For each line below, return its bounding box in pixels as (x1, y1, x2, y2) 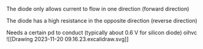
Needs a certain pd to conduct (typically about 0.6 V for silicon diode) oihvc (6, 29, 197, 36)
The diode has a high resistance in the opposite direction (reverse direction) (6, 17, 197, 24)
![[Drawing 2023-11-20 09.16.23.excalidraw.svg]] (6, 36, 129, 42)
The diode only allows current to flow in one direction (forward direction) (6, 6, 190, 12)
